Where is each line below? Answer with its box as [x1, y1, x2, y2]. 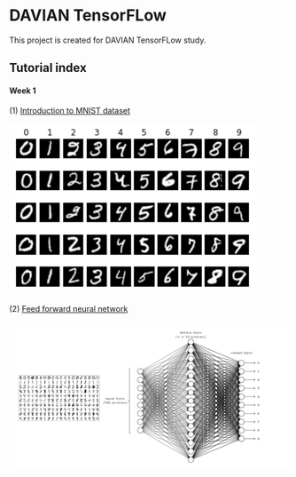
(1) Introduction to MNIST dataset [9, 105, 131, 115]
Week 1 [9, 85, 36, 96]
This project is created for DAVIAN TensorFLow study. [9, 35, 206, 45]
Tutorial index [9, 60, 87, 76]
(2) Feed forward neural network [9, 303, 129, 314]
